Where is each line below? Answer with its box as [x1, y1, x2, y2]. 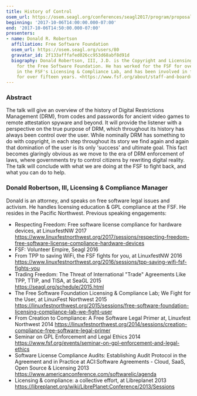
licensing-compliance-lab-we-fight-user [14, 308, 113, 315]
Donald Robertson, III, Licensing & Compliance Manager [6, 184, 168, 192]
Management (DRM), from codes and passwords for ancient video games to [6, 113, 190, 120]
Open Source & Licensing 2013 [14, 364, 90, 371]
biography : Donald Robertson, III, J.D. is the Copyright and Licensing [11, 57, 193, 63]
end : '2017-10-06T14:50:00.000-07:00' [6, 25, 101, 31]
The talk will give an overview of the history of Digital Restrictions [6, 107, 164, 114]
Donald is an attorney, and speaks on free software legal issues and [6, 197, 170, 204]
